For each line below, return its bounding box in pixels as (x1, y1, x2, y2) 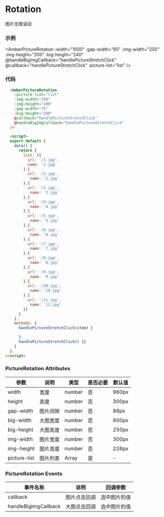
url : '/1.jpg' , (27, 157, 59, 162)
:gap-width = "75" (14, 107, 49, 112)
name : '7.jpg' (30, 246, 59, 251)
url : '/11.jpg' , (27, 297, 62, 302)
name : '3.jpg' (30, 190, 59, 195)
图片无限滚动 (5, 21, 32, 27)
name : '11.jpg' (30, 302, 62, 307)
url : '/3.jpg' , (27, 185, 59, 190)
